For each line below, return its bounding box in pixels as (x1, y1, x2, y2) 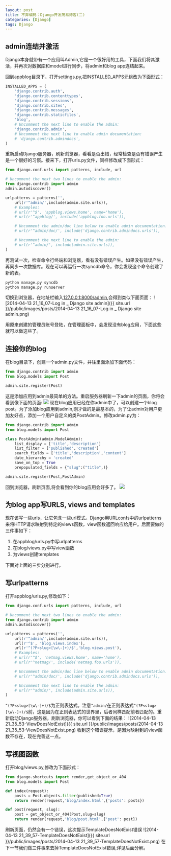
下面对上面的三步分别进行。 (5, 562, 64, 568)
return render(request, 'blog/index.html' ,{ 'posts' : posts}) (14, 798, 145, 803)
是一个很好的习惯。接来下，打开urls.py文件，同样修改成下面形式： (5, 157, 145, 164)
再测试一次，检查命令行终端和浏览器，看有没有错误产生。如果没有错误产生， (5, 257, 166, 263)
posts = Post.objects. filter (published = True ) (14, 793, 113, 798)
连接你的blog (5, 344, 47, 353)
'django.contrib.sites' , (14, 103, 67, 108)
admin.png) (5, 311, 30, 317)
